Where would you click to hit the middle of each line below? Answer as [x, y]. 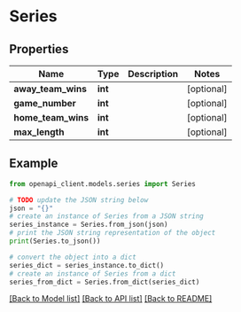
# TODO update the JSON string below [79, 200]
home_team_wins [51, 117]
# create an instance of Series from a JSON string [106, 216]
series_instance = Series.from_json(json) [89, 225]
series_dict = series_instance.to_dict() [87, 265]
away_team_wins [50, 89]
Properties [39, 49]
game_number [45, 103]
